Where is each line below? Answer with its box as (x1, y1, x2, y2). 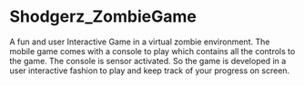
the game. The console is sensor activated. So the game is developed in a (9, 55, 287, 66)
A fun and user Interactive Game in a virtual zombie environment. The (9, 36, 270, 47)
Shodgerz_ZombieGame (9, 6, 198, 27)
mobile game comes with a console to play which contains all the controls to (9, 45, 296, 56)
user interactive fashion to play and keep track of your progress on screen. (9, 65, 290, 76)
